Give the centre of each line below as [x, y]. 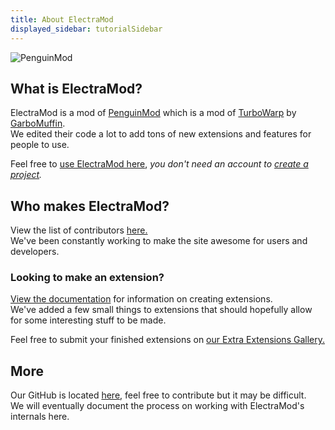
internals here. [40, 417]
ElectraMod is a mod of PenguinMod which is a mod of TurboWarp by [153, 113]
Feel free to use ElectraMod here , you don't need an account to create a [159, 164]
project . [26, 175]
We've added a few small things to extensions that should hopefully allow [161, 310]
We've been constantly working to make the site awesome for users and [159, 241]
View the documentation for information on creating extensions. [141, 299]
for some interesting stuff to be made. [88, 320]
